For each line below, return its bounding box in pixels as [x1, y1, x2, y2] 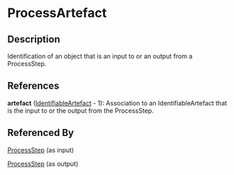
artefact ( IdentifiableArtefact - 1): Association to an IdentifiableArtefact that [7, 98, 228, 107]
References [7, 80, 60, 92]
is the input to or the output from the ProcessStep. [7, 106, 154, 115]
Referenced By [7, 127, 74, 139]
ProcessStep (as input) [7, 145, 74, 154]
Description [7, 33, 60, 45]
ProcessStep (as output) [7, 159, 79, 168]
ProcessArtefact [7, 5, 107, 21]
